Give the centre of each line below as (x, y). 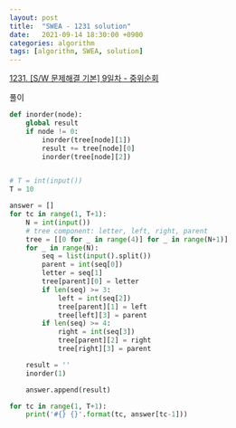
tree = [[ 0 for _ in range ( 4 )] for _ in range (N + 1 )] (127, 239)
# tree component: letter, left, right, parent (117, 231)
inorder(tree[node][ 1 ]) (86, 140)
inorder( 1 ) (46, 373)
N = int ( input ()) (58, 223)
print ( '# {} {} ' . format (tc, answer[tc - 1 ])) (107, 414)
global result (52, 123)
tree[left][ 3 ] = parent (102, 315)
